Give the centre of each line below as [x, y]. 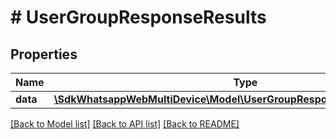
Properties [44, 54]
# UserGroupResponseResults [138, 17]
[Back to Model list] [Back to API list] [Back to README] [125, 124]
